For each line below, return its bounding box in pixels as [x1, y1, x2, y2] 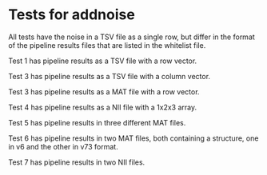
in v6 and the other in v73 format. [8, 141, 118, 151]
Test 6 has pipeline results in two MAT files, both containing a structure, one [8, 133, 259, 143]
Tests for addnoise [8, 6, 136, 24]
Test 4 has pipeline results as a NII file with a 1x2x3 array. [8, 102, 197, 112]
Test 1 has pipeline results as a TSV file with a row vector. [8, 56, 197, 66]
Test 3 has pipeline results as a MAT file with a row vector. [8, 86, 200, 97]
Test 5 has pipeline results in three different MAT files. [8, 117, 186, 127]
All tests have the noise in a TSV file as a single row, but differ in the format [8, 32, 256, 42]
